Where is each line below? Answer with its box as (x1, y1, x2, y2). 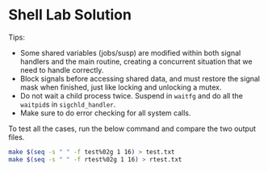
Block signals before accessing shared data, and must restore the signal (19, 73, 261, 83)
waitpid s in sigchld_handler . (19, 99, 116, 109)
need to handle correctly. (19, 65, 104, 74)
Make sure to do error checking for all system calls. (19, 107, 191, 118)
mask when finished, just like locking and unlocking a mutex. (19, 82, 222, 92)
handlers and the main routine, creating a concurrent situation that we (19, 57, 253, 66)
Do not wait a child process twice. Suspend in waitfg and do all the (19, 90, 244, 100)
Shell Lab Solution (8, 6, 132, 24)
